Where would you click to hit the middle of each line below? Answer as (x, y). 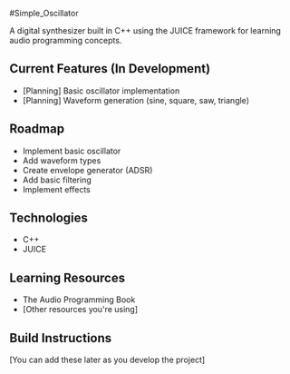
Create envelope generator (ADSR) (87, 170)
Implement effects (56, 189)
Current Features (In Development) (110, 69)
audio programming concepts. (66, 40)
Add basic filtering (57, 180)
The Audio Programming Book (79, 300)
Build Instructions (61, 338)
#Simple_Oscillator (44, 13)
